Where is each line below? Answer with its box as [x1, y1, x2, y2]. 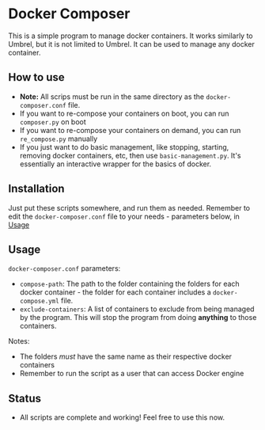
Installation [8, 182, 65, 196]
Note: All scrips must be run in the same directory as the [19, 92, 205, 101]
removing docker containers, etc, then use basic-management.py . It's [19, 150, 241, 160]
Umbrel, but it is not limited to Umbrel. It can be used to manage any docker [8, 39, 256, 48]
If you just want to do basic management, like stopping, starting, [19, 142, 229, 151]
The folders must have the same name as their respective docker [19, 352, 232, 361]
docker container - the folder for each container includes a [19, 287, 211, 297]
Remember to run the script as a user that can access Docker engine [19, 369, 244, 379]
